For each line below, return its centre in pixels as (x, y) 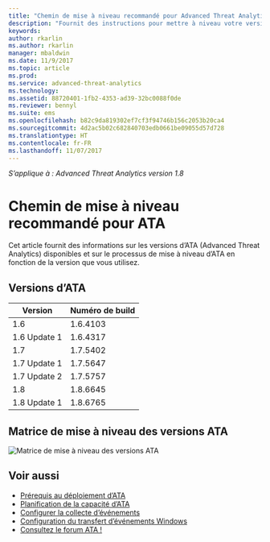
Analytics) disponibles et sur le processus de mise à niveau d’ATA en (122, 254)
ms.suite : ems (32, 114)
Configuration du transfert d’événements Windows (103, 521)
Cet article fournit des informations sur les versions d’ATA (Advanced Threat (134, 246)
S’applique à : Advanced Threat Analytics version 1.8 (96, 173)
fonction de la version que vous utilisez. (74, 263)
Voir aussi (34, 476)
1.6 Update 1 (37, 337)
